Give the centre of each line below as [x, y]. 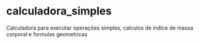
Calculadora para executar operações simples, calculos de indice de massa [100, 28]
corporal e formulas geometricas [47, 34]
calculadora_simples [59, 11]
